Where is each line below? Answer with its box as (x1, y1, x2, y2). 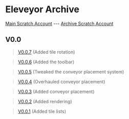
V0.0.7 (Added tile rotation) (17, 49, 75, 55)
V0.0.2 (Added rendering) (17, 98, 73, 104)
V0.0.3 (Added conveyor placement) (17, 88, 95, 94)
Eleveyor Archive (5, 4, 79, 15)
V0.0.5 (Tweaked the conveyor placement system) (17, 68, 124, 75)
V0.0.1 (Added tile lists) (17, 108, 67, 114)
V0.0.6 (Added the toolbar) (17, 59, 75, 65)
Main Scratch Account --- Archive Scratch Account (5, 20, 114, 27)
